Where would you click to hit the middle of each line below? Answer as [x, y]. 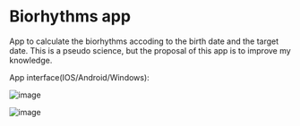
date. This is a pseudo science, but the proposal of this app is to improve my [150, 50]
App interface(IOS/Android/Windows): [79, 77]
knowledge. [31, 60]
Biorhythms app [70, 17]
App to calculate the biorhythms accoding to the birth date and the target [144, 41]
